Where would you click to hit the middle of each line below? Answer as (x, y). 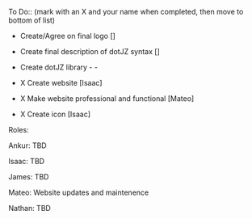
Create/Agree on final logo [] (67, 36)
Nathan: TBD (29, 208)
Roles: (19, 130)
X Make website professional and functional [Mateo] (107, 99)
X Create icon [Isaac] (55, 114)
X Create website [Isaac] (61, 83)
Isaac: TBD (27, 161)
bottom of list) (31, 20)
